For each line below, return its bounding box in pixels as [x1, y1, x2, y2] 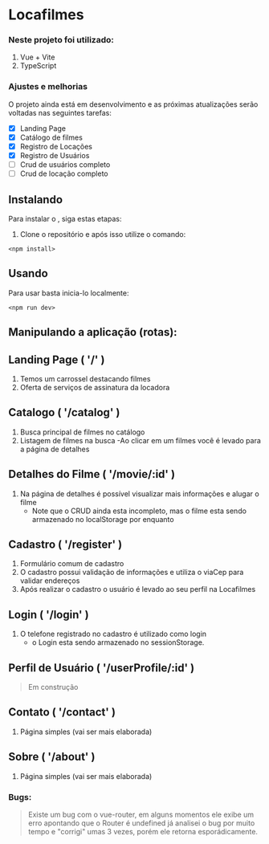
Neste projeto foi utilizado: [8, 35, 115, 46]
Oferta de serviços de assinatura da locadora [19, 382, 170, 392]
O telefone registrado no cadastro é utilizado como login [19, 629, 207, 639]
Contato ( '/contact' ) [8, 705, 116, 720]
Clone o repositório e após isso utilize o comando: [19, 229, 186, 239]
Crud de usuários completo [19, 160, 111, 169]
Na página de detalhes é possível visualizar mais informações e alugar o [19, 488, 259, 499]
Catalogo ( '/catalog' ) [8, 406, 120, 419]
